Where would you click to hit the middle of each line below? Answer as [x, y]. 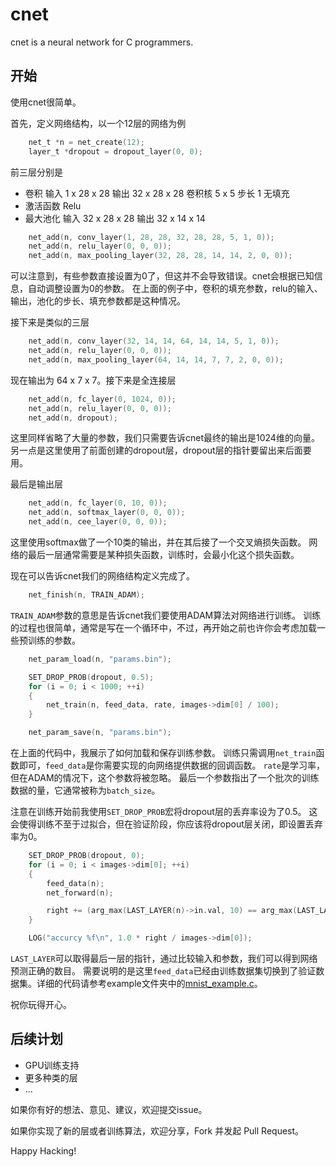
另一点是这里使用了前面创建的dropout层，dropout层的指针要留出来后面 [156, 450]
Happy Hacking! [43, 1150]
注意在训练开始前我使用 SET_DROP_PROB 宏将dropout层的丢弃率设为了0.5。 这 [164, 811]
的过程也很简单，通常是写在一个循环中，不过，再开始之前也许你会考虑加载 [163, 627]
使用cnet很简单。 [46, 102]
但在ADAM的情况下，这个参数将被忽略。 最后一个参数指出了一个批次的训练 [165, 777]
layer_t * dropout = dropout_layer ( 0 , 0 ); [115, 151]
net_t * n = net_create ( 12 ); [86, 142]
